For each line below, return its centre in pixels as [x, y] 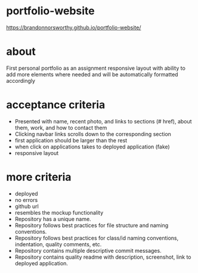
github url [27, 206]
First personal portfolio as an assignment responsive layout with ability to [96, 68]
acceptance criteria [56, 105]
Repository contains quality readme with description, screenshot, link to [103, 257]
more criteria [39, 177]
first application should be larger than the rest [71, 140]
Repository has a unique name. [53, 219]
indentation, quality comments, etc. [58, 244]
